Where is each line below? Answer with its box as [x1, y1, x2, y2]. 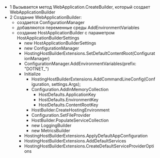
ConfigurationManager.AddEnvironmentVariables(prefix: [24, 61, 137, 66]
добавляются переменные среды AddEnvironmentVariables [16, 25, 140, 31]
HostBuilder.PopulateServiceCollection [31, 117, 109, 123]
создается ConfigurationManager [16, 19, 85, 25]
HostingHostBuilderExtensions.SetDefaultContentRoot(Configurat [24, 50, 155, 56]
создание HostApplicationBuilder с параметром [16, 30, 115, 35]
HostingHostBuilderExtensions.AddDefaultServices [24, 138, 127, 143]
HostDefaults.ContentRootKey [38, 102, 98, 108]
